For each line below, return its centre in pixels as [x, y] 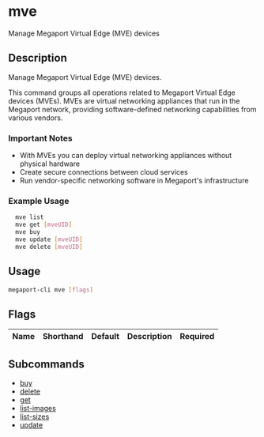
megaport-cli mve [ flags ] [51, 290]
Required [197, 337]
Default [105, 337]
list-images [38, 409]
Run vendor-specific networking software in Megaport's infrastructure [134, 181]
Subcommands [46, 364]
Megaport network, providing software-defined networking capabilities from [132, 109]
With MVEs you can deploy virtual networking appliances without [126, 156]
